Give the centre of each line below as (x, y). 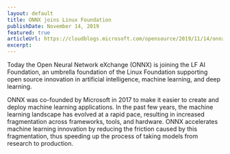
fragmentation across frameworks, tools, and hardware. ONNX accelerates (113, 121)
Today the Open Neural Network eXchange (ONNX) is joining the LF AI (106, 65)
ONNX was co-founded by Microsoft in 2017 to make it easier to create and (113, 100)
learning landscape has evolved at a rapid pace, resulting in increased (106, 114)
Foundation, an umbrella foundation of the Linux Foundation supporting (107, 72)
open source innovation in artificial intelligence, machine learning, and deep (114, 79)
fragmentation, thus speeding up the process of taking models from (103, 136)
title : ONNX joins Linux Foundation (59, 20)
